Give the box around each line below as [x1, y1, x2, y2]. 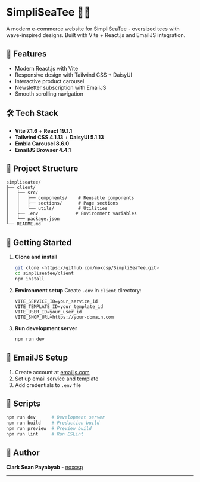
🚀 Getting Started [6, 237, 72, 248]
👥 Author [6, 448, 40, 458]
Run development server [14, 324, 77, 331]
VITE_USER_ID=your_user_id [14, 309, 82, 315]
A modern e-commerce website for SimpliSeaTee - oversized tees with [6, 25, 180, 32]
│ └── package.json [6, 216, 60, 222]
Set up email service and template [14, 375, 99, 382]
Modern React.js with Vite [14, 65, 79, 72]
